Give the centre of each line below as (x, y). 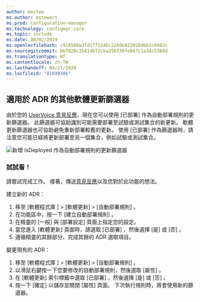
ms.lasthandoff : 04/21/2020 (41, 68)
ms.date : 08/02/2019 (32, 40)
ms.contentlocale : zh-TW (37, 62)
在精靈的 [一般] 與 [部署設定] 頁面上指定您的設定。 (77, 222)
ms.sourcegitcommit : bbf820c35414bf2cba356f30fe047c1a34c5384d (87, 51)
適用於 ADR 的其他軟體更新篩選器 (68, 99)
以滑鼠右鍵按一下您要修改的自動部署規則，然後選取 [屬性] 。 (89, 270)
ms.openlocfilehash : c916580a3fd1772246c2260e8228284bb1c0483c (87, 46)
